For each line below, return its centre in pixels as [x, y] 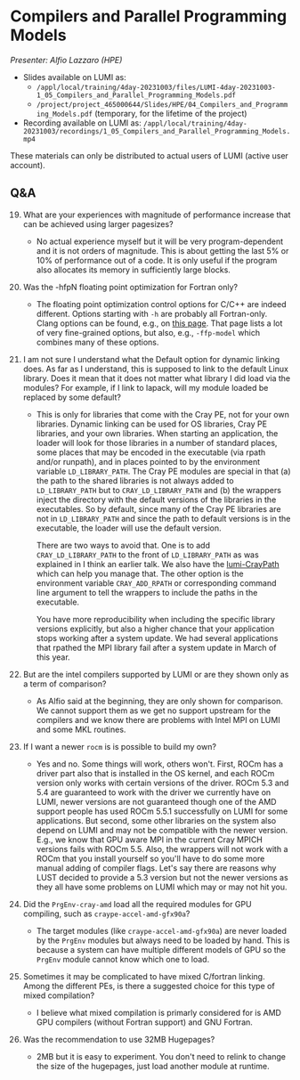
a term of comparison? [65, 684]
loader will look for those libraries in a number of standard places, [157, 443]
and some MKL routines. [81, 729]
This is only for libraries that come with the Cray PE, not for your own [163, 414]
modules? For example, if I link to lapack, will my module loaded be [146, 387]
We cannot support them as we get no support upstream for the [153, 711]
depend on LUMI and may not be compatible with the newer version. [162, 830]
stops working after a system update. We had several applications [157, 637]
